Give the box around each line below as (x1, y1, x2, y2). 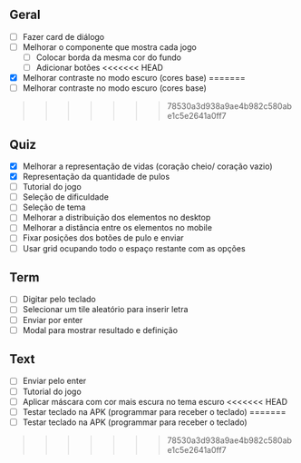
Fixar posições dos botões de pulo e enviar (22, 232, 184, 243)
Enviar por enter (22, 314, 83, 325)
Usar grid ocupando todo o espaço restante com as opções (22, 242, 247, 253)
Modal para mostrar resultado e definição (22, 324, 179, 335)
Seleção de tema (22, 202, 86, 212)
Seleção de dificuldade (22, 192, 109, 202)
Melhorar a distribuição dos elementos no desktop (22, 212, 211, 223)
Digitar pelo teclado (22, 294, 97, 305)
